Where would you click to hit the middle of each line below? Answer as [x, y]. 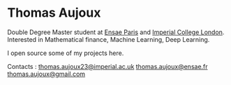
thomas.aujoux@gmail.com [46, 74]
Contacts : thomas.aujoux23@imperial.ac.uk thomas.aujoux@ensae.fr [107, 66]
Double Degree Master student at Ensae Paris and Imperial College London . [116, 32]
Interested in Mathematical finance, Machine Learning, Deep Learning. [109, 39]
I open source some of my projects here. [66, 53]
